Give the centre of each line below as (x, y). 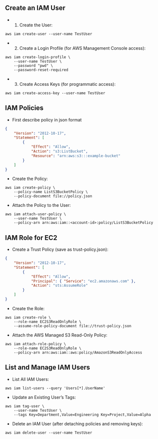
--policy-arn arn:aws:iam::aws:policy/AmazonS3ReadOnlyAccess (78, 352)
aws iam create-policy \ (30, 188)
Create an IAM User (35, 8)
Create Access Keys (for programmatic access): (67, 84)
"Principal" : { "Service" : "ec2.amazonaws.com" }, (83, 281)
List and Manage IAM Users (48, 368)
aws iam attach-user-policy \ (36, 214)
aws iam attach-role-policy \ (36, 344)
